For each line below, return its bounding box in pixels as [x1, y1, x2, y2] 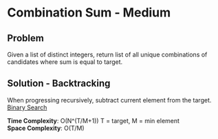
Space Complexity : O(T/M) [7, 124, 85, 132]
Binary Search [7, 103, 47, 111]
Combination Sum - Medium [7, 5, 171, 21]
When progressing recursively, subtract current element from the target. [7, 96, 212, 104]
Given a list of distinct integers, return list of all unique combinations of [7, 50, 208, 58]
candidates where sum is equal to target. [7, 58, 123, 66]
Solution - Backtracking [7, 78, 111, 89]
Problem [7, 32, 45, 44]
